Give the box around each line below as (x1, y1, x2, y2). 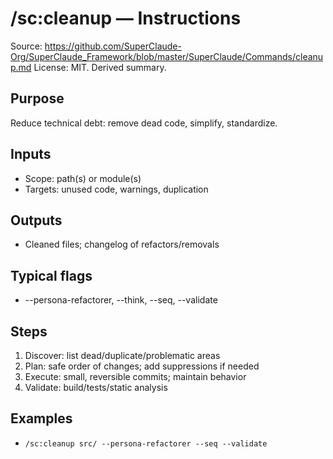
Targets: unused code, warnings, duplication (24, 183, 209, 195)
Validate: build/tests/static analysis (24, 382, 168, 393)
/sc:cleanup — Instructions (10, 7, 242, 30)
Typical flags (10, 267, 93, 284)
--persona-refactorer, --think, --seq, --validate (24, 294, 218, 306)
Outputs (10, 212, 63, 229)
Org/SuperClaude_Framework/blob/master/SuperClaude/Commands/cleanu (10, 50, 324, 62)
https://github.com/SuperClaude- (44, 40, 182, 52)
